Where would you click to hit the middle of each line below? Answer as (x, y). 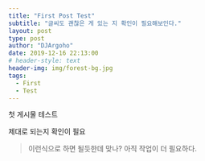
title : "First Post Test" (51, 16)
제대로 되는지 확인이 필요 (47, 132)
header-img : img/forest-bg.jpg (61, 68)
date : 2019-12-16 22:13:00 (53, 53)
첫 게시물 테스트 (33, 114)
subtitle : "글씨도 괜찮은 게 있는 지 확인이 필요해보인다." (95, 23)
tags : (17, 76)
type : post (27, 38)
